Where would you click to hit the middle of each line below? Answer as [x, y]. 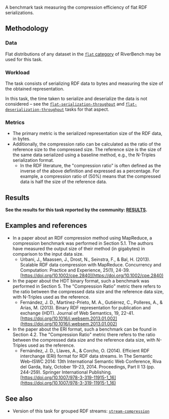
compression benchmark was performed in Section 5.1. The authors [83, 243]
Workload [18, 72]
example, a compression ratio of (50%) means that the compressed [90, 176]
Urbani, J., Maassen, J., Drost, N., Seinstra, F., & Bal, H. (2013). [85, 259]
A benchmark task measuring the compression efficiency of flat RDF [76, 7]
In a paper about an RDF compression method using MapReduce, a [82, 238]
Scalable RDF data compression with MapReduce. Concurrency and [91, 264]
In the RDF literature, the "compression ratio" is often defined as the [91, 166]
